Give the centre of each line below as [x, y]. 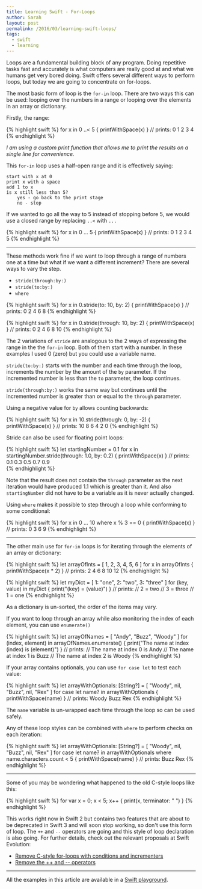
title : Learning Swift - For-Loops [51, 12]
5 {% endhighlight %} [33, 238]
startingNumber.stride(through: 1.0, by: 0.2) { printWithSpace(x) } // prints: [98, 456]
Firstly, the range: [28, 117]
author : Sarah [24, 17]
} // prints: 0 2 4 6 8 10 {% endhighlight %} [59, 329]
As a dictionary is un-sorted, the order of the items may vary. [82, 607]
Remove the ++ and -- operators [55, 862]
